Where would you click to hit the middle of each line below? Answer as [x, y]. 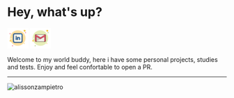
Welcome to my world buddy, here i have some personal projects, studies [112, 59]
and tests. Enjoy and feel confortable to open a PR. [80, 67]
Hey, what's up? [55, 12]
